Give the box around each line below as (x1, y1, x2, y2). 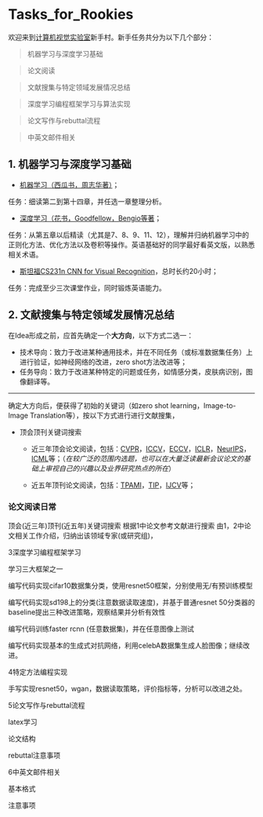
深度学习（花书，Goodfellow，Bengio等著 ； (19, 213, 162, 223)
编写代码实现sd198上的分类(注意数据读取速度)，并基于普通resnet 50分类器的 (8, 597, 255, 607)
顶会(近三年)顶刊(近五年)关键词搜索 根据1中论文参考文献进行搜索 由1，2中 (8, 520, 245, 531)
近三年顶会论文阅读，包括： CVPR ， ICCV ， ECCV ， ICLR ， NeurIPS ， (31, 443, 250, 453)
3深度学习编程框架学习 (8, 547, 81, 556)
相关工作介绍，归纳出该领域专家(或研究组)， (14, 531, 158, 540)
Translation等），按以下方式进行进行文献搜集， (30, 410, 179, 420)
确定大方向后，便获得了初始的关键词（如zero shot (8, 400, 169, 410)
